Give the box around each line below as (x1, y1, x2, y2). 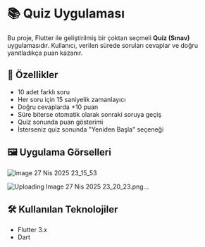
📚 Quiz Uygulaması (7, 6, 125, 22)
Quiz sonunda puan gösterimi (17, 118, 104, 126)
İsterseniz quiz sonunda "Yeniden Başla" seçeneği (17, 125, 164, 134)
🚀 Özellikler (7, 69, 58, 81)
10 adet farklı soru (17, 87, 70, 96)
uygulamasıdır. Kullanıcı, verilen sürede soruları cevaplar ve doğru (7, 41, 199, 49)
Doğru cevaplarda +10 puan (17, 103, 99, 111)
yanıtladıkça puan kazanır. (7, 49, 83, 57)
